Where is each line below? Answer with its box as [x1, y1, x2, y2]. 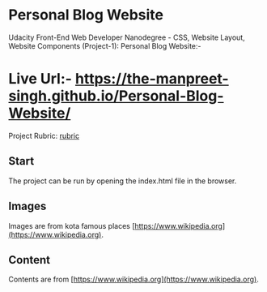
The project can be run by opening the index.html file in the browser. [8, 176, 237, 186]
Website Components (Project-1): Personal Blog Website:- [8, 41, 201, 50]
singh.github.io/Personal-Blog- [8, 87, 224, 105]
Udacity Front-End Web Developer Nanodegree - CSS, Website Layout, [8, 32, 245, 42]
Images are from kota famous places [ [8, 221, 135, 230]
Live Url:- [8, 70, 73, 88]
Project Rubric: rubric [8, 131, 79, 140]
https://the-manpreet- [75, 70, 229, 88]
